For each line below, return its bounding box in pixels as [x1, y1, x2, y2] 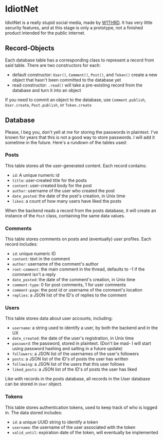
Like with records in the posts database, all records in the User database [5, 376, 150, 382]
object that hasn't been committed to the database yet [12, 77, 121, 83]
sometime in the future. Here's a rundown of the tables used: [5, 139, 127, 145]
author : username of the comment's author [12, 261, 99, 267]
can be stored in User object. [5, 381, 63, 387]
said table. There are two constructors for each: [5, 62, 101, 68]
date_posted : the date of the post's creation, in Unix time [12, 193, 126, 199]
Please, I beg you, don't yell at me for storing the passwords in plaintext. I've [5, 129, 158, 135]
